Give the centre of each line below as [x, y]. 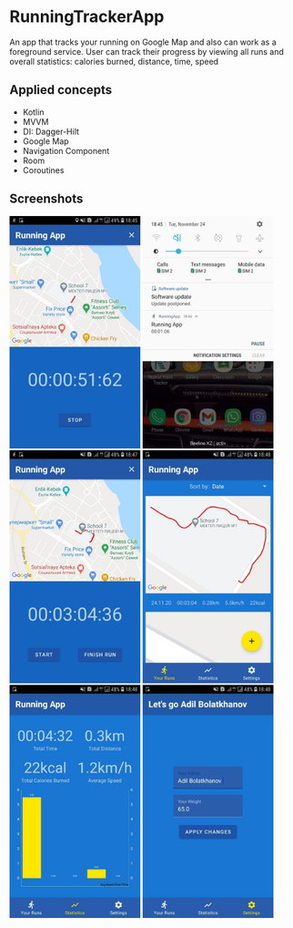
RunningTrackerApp [87, 17]
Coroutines [43, 170]
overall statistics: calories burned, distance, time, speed [114, 61]
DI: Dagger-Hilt [51, 131]
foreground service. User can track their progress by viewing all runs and [147, 51]
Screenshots [46, 199]
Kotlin [33, 112]
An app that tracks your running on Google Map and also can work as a [143, 42]
